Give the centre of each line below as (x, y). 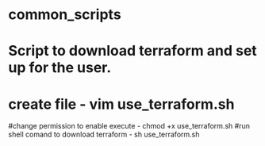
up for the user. (60, 68)
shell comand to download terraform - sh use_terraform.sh (104, 134)
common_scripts (65, 15)
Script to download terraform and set (133, 51)
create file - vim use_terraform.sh (121, 104)
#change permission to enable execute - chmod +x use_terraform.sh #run (129, 126)
